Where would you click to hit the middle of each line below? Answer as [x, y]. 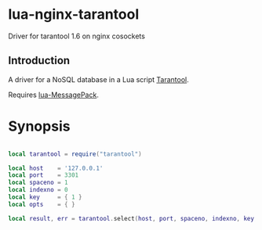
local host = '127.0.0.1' [56, 168]
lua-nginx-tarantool [74, 14]
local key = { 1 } [45, 197]
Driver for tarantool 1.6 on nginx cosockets [76, 36]
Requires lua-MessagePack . [54, 95]
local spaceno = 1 [38, 183]
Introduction [39, 61]
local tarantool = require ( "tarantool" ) [75, 154]
